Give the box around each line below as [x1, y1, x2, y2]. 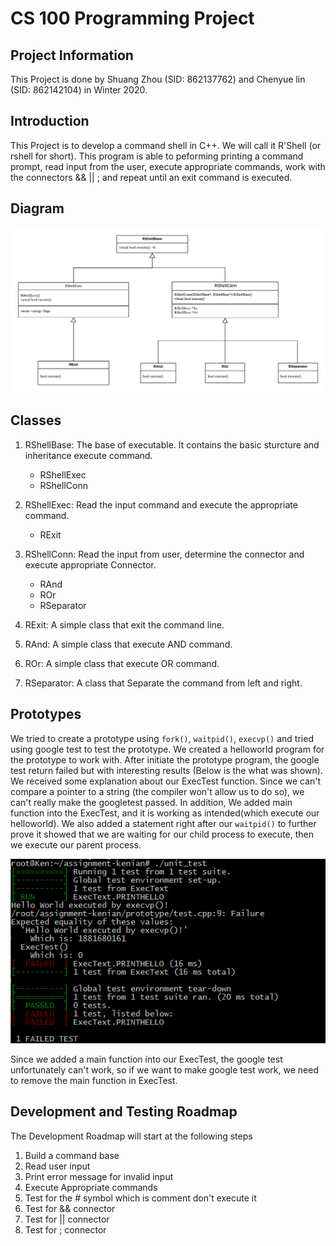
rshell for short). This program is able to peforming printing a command [10, 150, 304, 162]
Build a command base [24, 1149, 120, 1161]
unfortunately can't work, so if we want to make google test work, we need [10, 1064, 319, 1076]
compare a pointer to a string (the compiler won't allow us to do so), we [10, 785, 305, 797]
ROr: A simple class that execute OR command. [24, 657, 220, 669]
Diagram [10, 200, 65, 217]
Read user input [24, 1160, 91, 1172]
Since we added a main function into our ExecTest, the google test [10, 1053, 283, 1066]
